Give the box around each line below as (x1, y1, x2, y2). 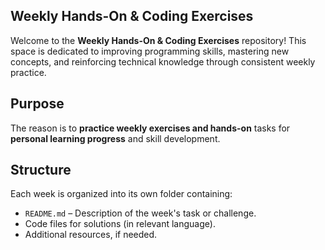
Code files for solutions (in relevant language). (24, 218, 216, 230)
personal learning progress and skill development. (10, 132, 221, 144)
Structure (10, 162, 72, 179)
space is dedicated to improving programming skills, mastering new (10, 45, 290, 57)
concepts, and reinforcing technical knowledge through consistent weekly (10, 55, 316, 68)
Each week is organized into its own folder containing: (10, 188, 233, 200)
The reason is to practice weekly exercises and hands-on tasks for (10, 122, 291, 134)
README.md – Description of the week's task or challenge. (24, 207, 257, 219)
